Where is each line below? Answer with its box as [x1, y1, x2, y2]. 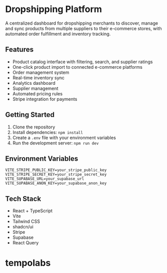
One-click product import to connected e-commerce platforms [12, 64, 142, 70]
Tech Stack [5, 194, 41, 203]
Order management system [12, 69, 69, 75]
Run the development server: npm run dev [12, 140, 99, 146]
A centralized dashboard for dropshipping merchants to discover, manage [5, 20, 158, 26]
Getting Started [5, 110, 55, 119]
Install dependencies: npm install [12, 129, 83, 135]
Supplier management [12, 85, 59, 91]
